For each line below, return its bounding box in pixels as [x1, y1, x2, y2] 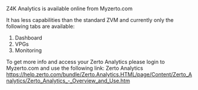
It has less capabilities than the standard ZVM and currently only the [6, 17, 174, 23]
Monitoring [14, 47, 42, 54]
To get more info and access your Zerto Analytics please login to [6, 59, 165, 65]
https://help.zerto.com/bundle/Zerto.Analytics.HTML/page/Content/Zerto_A [6, 71, 193, 78]
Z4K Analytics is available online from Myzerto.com [6, 5, 133, 12]
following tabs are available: [6, 23, 75, 30]
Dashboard [14, 34, 43, 41]
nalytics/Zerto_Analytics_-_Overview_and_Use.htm [6, 77, 130, 84]
